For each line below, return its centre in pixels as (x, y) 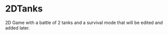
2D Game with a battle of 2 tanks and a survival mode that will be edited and (84, 22)
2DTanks (24, 9)
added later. (18, 27)
